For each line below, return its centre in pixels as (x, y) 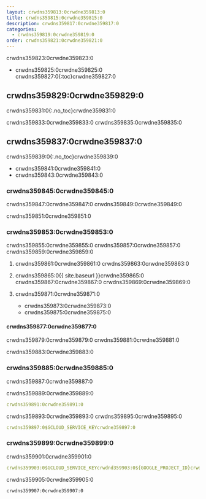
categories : (21, 29)
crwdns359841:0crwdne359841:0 (58, 168)
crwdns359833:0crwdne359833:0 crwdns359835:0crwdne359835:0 (94, 122)
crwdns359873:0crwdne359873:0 (68, 306)
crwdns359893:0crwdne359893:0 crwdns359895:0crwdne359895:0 (94, 416)
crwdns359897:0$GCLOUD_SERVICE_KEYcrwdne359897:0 (71, 427)
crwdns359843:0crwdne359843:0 (59, 175)
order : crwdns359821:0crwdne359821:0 (55, 41)
